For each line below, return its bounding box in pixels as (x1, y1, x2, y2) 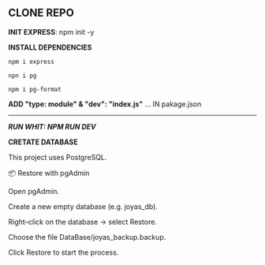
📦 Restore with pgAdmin (8, 168, 90, 177)
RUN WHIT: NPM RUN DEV (8, 121, 96, 131)
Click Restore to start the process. (8, 248, 119, 257)
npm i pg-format (8, 85, 62, 93)
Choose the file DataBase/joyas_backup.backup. (8, 232, 166, 241)
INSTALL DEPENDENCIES (8, 43, 92, 52)
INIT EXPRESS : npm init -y (8, 27, 95, 36)
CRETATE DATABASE (8, 137, 78, 147)
